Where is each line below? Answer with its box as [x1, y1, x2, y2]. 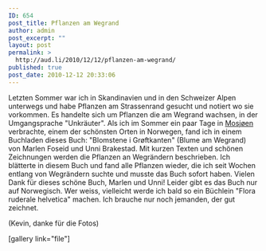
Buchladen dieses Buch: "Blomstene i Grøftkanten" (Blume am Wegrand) [8, 135, 247, 144]
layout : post [8, 41, 52, 49]
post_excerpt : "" [8, 33, 66, 42]
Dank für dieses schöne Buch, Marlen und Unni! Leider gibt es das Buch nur [8, 177, 257, 187]
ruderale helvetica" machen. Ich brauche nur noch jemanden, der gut [8, 194, 236, 204]
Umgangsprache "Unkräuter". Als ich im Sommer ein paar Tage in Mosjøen [8, 118, 254, 127]
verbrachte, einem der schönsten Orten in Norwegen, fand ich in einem [8, 127, 242, 136]
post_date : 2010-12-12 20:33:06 [8, 71, 115, 79]
